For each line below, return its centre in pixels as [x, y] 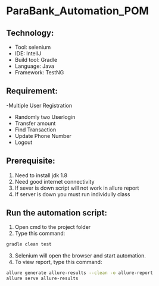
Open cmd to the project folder [53, 227]
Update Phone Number [43, 136]
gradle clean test [29, 244]
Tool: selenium [33, 47]
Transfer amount [35, 123]
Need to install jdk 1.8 [41, 175]
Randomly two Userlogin [45, 117]
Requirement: [32, 91]
